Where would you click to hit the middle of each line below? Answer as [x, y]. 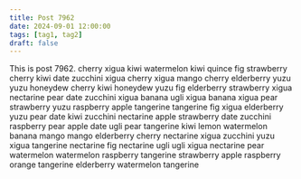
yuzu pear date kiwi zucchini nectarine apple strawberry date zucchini [141, 117]
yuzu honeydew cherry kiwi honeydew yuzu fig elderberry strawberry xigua [151, 88]
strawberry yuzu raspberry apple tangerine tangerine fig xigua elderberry [146, 107]
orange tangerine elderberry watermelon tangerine [104, 165]
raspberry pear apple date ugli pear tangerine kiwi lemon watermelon [139, 127]
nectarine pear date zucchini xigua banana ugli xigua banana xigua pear [144, 98]
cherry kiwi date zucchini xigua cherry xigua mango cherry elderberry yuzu [150, 79]
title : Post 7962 [42, 18]
